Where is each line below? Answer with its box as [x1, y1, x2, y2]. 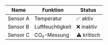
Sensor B [8, 23, 29, 30]
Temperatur [34, 15, 62, 22]
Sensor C [8, 31, 30, 38]
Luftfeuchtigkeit [34, 23, 72, 30]
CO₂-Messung [34, 31, 69, 38]
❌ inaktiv [76, 23, 97, 30]
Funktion [42, 7, 64, 13]
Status [80, 7, 96, 13]
